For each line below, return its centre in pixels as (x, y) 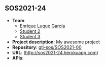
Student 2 (30, 31)
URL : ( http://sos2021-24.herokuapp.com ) (55, 52)
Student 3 (30, 36)
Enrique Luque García (42, 26)
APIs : (18, 58)
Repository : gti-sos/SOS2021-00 (47, 47)
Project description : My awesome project (56, 42)
